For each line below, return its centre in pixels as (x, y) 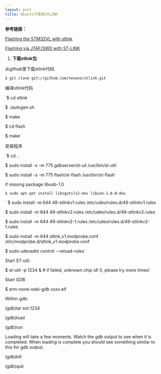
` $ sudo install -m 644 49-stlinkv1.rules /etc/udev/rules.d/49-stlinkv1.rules (81, 202)
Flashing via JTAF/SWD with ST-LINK (43, 48)
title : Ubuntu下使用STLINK (31, 14)
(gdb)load (15, 317)
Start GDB (15, 279)
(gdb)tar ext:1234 (23, 308)
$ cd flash (15, 126)
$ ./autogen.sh (20, 107)
